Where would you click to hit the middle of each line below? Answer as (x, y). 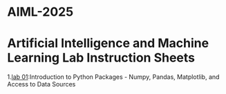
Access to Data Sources (41, 84)
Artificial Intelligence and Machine (108, 44)
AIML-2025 (40, 12)
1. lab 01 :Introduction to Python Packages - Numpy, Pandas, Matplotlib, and (113, 77)
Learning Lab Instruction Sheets (101, 58)
